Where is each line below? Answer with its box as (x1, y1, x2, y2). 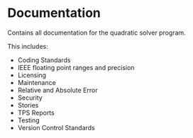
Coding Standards (17, 55, 71, 64)
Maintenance (17, 78, 57, 86)
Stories (17, 100, 39, 109)
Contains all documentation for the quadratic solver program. (7, 28, 186, 37)
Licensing (17, 71, 47, 79)
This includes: (7, 42, 48, 50)
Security (17, 93, 43, 102)
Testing (17, 115, 40, 125)
